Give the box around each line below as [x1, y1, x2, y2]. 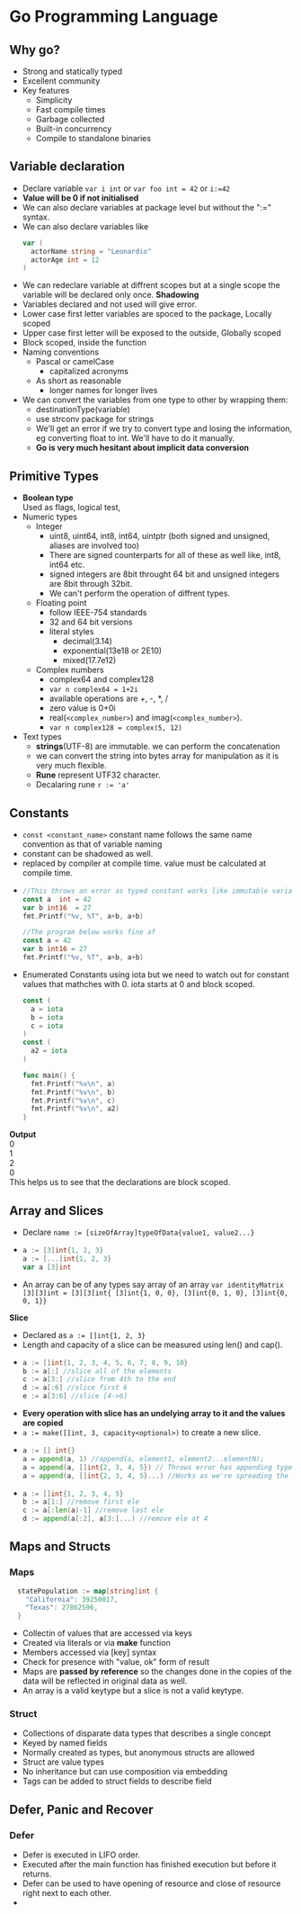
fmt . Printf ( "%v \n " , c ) [31, 1096, 116, 1105]
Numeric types [22, 511, 78, 523]
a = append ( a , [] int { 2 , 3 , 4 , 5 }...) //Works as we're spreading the [22, 1471, 289, 1480]
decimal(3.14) [62, 636, 112, 647]
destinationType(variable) [35, 404, 130, 415]
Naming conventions [22, 346, 100, 357]
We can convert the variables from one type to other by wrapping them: [22, 394, 288, 406]
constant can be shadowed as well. [22, 848, 154, 858]
